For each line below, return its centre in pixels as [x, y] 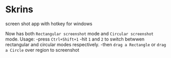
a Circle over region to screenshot [42, 50]
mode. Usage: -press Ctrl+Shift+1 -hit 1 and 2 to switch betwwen [75, 39]
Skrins [19, 9]
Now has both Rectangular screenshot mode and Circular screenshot [79, 33]
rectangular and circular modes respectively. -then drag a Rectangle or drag [86, 44]
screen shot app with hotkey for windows [49, 24]
